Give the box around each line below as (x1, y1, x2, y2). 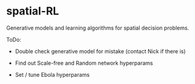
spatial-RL (6, 4, 59, 18)
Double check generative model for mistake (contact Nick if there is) (15, 47, 186, 55)
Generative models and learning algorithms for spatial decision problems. (6, 24, 190, 31)
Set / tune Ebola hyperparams (15, 71, 90, 78)
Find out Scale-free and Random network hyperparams (15, 59, 153, 66)
